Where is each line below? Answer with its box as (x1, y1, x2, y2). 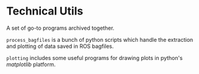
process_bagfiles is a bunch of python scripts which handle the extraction (6, 36, 194, 43)
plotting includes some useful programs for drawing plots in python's (6, 54, 183, 61)
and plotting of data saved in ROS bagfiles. (6, 42, 114, 50)
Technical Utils (6, 4, 84, 18)
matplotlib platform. (6, 61, 56, 68)
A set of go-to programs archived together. (6, 24, 115, 32)
